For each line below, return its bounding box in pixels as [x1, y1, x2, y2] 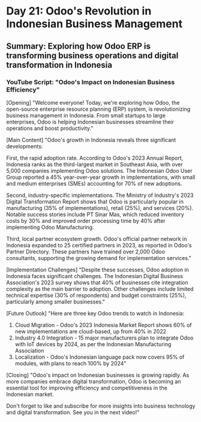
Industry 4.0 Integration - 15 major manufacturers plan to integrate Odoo [14, 334, 194, 341]
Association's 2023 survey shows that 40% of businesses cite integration [6, 279, 188, 286]
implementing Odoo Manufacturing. [6, 223, 94, 231]
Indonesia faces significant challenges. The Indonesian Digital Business [6, 272, 183, 279]
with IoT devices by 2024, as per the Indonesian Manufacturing [14, 340, 172, 347]
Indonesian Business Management [6, 17, 183, 31]
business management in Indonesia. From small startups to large [6, 111, 166, 119]
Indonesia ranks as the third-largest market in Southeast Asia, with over [6, 161, 183, 168]
